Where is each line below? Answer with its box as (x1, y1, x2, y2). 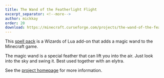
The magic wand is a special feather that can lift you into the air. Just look (5, 53, 153, 59)
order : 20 (5, 20, 25, 26)
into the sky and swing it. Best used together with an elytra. (5, 58, 124, 64)
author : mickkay (5, 16, 38, 21)
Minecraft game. (5, 44, 38, 49)
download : (5, 25, 25, 30)
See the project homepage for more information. (5, 67, 102, 73)
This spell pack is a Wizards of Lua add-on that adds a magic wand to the (5, 38, 153, 44)
